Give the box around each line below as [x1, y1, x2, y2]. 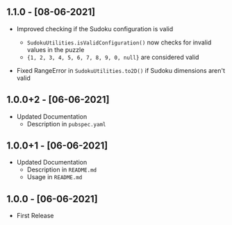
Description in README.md [26, 165, 97, 174]
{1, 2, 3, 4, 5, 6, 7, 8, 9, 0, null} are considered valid [26, 53, 199, 61]
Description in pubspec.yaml [26, 119, 106, 128]
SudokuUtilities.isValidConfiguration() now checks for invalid [26, 38, 212, 47]
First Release [16, 212, 54, 220]
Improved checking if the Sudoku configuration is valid [16, 24, 174, 33]
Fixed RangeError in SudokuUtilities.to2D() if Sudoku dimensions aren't [16, 66, 226, 74]
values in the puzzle [26, 45, 85, 53]
